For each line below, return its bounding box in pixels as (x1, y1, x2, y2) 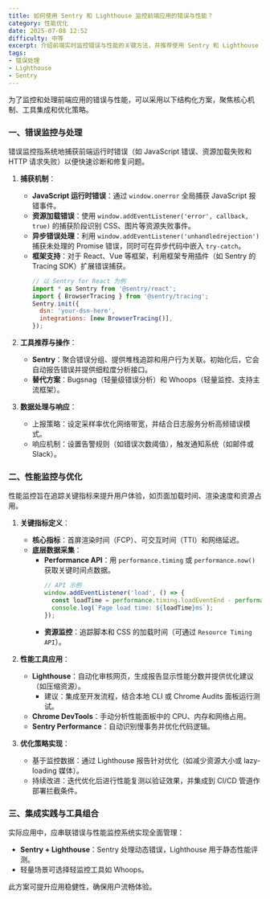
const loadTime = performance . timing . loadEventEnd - (51, 597, 231, 605)
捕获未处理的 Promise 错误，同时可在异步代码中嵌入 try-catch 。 (31, 240, 246, 250)
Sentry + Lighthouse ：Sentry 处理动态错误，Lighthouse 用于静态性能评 (19, 845, 259, 855)
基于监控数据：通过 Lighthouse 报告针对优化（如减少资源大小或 (31, 755, 243, 765)
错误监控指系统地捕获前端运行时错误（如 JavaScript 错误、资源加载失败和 (8, 146, 252, 156)
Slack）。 (31, 449, 62, 459)
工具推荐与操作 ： (19, 338, 77, 347)
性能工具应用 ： (19, 654, 70, 663)
